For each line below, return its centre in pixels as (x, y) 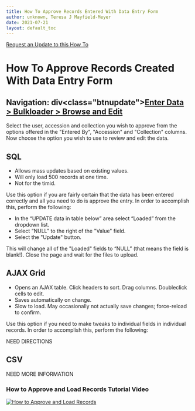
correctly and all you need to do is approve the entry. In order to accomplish (98, 201)
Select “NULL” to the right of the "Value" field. (70, 231)
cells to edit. (29, 294)
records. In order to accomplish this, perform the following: (77, 330)
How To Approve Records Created (90, 68)
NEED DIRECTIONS (29, 341)
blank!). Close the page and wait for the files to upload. (72, 255)
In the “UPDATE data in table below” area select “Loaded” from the (95, 218)
